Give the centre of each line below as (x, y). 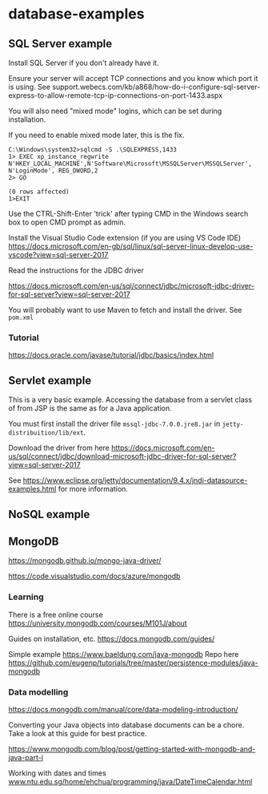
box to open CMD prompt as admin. (67, 222)
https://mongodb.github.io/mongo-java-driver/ (85, 561)
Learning (26, 597)
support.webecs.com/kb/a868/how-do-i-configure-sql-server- (156, 87)
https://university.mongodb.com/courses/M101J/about (98, 623)
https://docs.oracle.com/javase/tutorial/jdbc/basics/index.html (111, 355)
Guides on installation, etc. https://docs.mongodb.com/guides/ (112, 638)
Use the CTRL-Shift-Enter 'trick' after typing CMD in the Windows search (128, 214)
